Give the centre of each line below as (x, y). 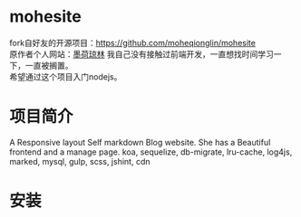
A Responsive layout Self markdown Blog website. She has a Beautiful (140, 142)
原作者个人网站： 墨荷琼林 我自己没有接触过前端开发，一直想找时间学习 (141, 54)
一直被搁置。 (49, 65)
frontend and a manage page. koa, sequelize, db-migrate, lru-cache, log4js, (151, 152)
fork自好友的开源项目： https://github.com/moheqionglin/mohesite (133, 42)
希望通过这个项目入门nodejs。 (66, 76)
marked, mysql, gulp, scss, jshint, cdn (80, 161)
